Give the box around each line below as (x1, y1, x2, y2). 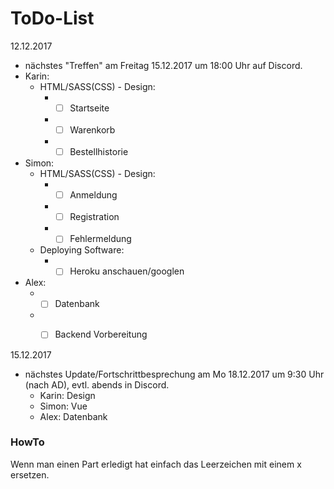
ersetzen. (10, 468, 50, 481)
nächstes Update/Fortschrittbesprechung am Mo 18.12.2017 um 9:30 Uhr (24, 368, 325, 380)
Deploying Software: (39, 244, 125, 256)
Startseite (69, 102, 110, 114)
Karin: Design (39, 389, 96, 401)
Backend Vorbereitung (54, 328, 148, 341)
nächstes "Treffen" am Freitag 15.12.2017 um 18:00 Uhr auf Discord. (24, 59, 303, 71)
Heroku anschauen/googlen (69, 265, 185, 277)
